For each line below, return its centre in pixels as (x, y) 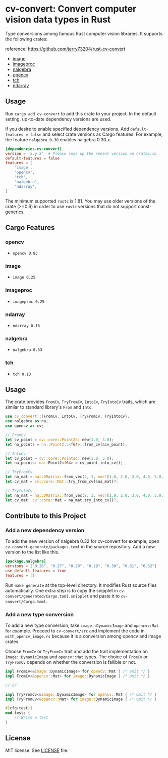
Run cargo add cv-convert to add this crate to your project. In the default (81, 113)
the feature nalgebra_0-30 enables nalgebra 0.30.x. (58, 139)
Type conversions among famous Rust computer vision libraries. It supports (84, 33)
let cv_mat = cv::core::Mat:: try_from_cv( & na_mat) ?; (62, 482)
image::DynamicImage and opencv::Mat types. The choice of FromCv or (76, 657)
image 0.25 (24, 277)
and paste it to (105, 596)
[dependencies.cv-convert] (34, 149)
